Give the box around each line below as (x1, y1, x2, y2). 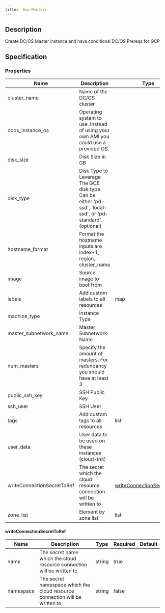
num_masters (7, 363, 39, 370)
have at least (79, 375, 109, 382)
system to (79, 115, 102, 122)
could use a (79, 139, 106, 146)
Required (113, 541, 136, 548)
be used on (79, 437, 105, 444)
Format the (79, 231, 105, 238)
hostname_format (7, 246, 48, 253)
